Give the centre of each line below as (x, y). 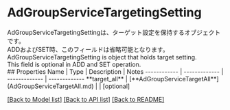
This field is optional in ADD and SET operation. (74, 64)
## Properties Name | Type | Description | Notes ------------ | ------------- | (115, 71)
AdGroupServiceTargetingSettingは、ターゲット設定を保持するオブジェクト (114, 32)
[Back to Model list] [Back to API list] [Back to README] (86, 99)
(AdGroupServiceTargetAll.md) (50, 86)
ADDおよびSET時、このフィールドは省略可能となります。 (88, 49)
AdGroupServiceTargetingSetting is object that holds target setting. (102, 57)
